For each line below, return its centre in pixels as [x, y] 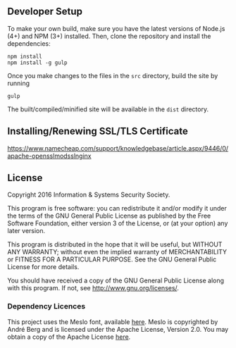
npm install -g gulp [38, 63]
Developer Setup [45, 12]
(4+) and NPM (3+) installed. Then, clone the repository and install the [109, 36]
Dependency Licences [46, 306]
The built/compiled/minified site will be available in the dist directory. [108, 109]
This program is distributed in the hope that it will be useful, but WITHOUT [115, 244]
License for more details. [43, 267]
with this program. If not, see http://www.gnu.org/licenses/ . [93, 288]
